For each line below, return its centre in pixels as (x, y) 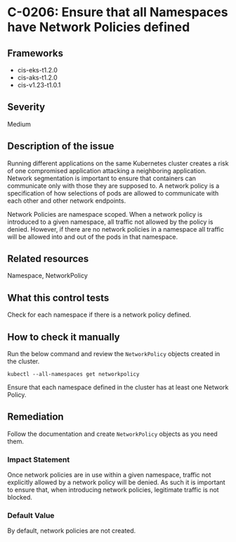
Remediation (36, 417)
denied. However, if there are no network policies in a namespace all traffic (116, 229)
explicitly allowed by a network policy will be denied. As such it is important (117, 482)
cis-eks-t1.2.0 (38, 70)
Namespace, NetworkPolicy (47, 276)
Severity (26, 107)
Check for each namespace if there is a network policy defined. (99, 315)
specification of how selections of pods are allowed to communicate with (113, 193)
